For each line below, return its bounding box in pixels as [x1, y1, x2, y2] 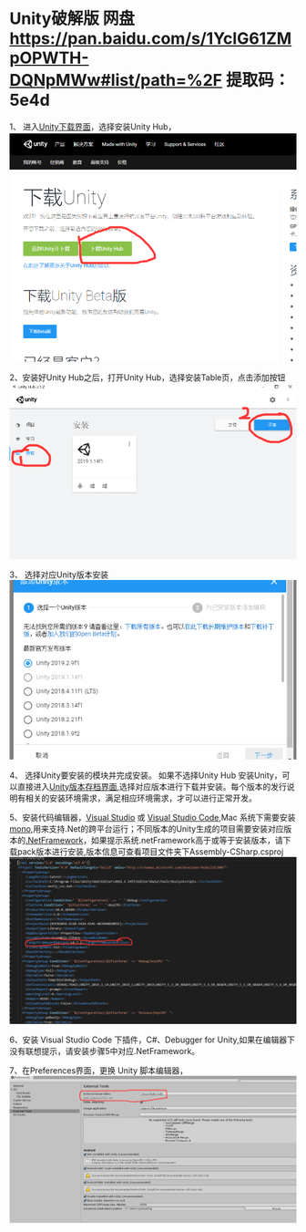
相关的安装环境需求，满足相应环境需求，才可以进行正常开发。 [25, 792, 257, 803]
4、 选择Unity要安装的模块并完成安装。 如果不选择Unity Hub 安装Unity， [9, 770, 282, 781]
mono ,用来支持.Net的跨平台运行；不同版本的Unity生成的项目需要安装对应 [9, 823, 284, 834]
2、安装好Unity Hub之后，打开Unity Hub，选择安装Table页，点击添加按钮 [9, 372, 286, 383]
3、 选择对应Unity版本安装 [9, 569, 109, 580]
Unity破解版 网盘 [9, 8, 135, 29]
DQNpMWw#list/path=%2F [9, 70, 223, 91]
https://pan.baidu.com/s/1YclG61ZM [9, 28, 292, 49]
